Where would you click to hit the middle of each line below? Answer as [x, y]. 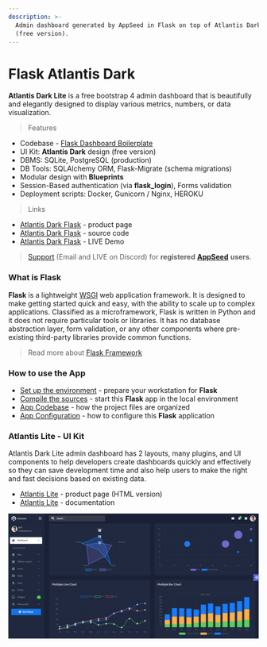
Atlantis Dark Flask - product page [76, 225]
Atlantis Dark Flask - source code [74, 233]
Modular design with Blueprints [72, 177]
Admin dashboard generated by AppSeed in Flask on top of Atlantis [130, 25]
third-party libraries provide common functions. [113, 337]
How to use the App [47, 373]
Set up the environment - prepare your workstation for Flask [118, 390]
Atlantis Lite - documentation [67, 503]
